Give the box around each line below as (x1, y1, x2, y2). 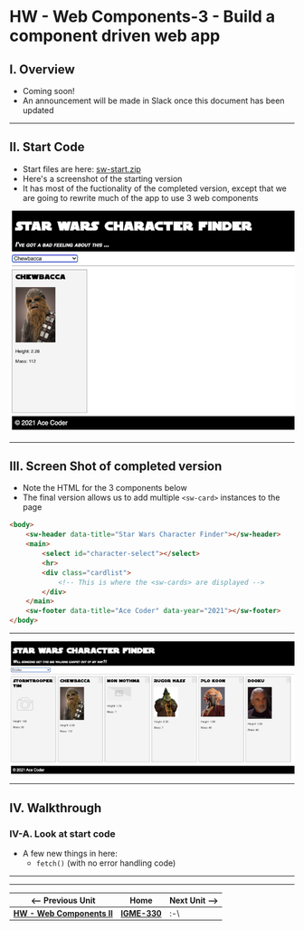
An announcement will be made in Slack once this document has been (22, 95, 285, 106)
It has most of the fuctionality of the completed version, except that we (22, 183, 288, 194)
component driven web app (9, 25, 221, 46)
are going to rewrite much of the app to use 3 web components (22, 192, 259, 203)
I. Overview (9, 62, 75, 77)
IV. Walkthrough (9, 800, 102, 816)
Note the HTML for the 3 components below (22, 483, 187, 494)
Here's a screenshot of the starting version (22, 173, 183, 184)
